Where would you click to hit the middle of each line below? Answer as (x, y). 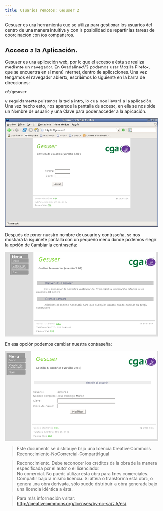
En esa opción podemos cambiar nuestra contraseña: (58, 344)
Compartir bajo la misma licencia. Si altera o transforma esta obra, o (85, 478)
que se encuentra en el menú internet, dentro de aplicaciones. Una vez (76, 72)
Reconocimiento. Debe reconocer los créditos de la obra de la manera (87, 463)
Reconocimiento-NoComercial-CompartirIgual (63, 454)
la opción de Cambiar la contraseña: (41, 245)
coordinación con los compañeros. (40, 35)
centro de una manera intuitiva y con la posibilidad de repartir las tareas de (80, 30)
